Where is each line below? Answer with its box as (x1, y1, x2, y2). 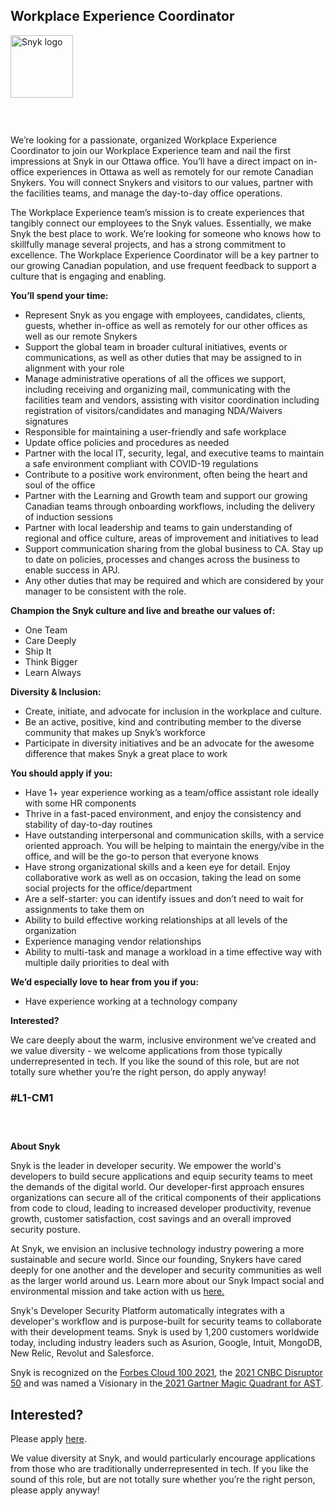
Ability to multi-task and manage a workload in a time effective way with (24, 946, 322, 958)
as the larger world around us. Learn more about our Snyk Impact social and (10, 1275, 325, 1287)
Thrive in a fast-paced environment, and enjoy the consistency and (24, 808, 302, 820)
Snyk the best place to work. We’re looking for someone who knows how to (10, 228, 322, 240)
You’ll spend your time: (10, 290, 109, 302)
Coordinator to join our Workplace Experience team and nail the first (10, 145, 291, 157)
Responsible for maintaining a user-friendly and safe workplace (24, 426, 287, 438)
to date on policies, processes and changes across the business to (24, 554, 300, 566)
